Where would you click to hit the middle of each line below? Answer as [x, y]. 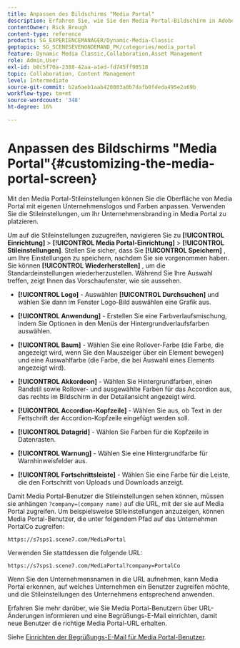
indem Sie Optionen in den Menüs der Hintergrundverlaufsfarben [113, 323]
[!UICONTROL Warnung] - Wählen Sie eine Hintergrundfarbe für [113, 453]
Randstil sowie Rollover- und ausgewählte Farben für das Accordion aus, [125, 389]
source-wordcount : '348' [44, 101]
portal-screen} [52, 179]
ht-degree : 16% [30, 107]
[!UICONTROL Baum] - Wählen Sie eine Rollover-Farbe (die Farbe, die [121, 345]
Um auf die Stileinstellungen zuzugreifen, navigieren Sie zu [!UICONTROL [116, 235]
